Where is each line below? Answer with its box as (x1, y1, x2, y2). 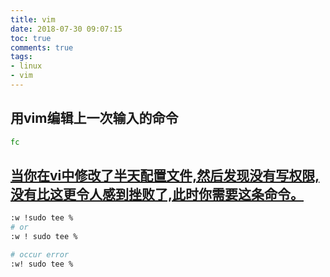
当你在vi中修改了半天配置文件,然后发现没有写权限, (10, 167, 320, 184)
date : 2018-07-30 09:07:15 (10, 24, 123, 34)
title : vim (10, 14, 56, 25)
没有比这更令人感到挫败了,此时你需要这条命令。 (10, 186, 305, 203)
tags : (10, 52, 33, 62)
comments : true (10, 42, 74, 53)
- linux (10, 61, 43, 71)
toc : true (10, 33, 52, 43)
